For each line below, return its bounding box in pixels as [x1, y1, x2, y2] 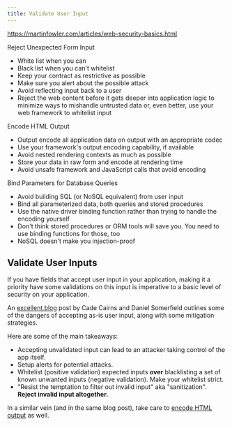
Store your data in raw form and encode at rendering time [17, 158, 183, 166]
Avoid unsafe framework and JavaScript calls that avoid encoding [17, 165, 206, 173]
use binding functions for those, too [17, 229, 121, 237]
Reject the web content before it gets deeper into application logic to [17, 94, 215, 102]
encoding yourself [17, 214, 70, 223]
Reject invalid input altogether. [17, 390, 109, 399]
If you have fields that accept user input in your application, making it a [7, 275, 211, 284]
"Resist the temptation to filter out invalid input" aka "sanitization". [17, 383, 207, 391]
